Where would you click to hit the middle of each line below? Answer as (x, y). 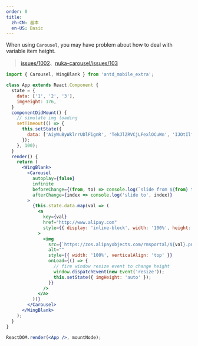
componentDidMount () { (39, 113)
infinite (43, 184)
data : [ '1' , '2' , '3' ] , (46, 96)
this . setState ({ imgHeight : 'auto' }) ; (102, 277)
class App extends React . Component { (52, 85)
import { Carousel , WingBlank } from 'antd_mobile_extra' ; (80, 74)
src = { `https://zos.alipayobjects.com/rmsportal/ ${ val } (117, 244)
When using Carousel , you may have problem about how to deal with (89, 45)
